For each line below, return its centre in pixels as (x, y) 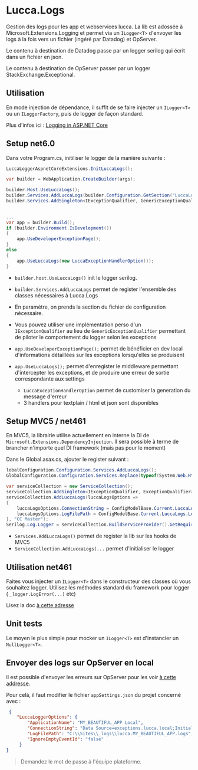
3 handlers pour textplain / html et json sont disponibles (91, 402)
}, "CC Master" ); (27, 519)
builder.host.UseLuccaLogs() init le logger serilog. (76, 277)
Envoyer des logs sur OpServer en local (80, 663)
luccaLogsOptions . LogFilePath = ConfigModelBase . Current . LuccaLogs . (103, 514)
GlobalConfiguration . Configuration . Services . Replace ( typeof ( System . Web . (97, 476)
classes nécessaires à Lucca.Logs (56, 295)
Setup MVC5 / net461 (46, 421)
